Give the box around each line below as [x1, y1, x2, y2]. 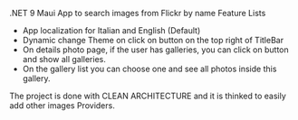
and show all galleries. [22, 54, 106, 64]
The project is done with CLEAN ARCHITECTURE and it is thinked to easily [9, 90, 287, 101]
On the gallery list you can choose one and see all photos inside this [22, 63, 277, 74]
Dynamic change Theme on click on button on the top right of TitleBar [22, 35, 284, 45]
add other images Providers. [9, 100, 115, 111]
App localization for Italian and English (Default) [22, 25, 201, 35]
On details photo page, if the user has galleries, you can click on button [22, 44, 290, 55]
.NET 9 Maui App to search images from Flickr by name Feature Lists [9, 8, 266, 18]
